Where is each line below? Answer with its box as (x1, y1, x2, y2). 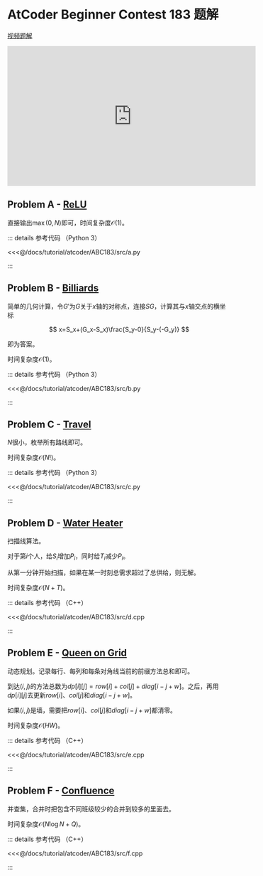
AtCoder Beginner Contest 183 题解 (7, 6, 219, 23)
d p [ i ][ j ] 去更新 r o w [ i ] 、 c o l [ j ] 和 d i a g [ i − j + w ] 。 (7, 690, 137, 699)
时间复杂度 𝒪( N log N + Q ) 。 (7, 819, 85, 828)
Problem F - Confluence (7, 785, 115, 797)
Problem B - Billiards (7, 282, 99, 294)
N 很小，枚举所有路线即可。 (7, 438, 87, 447)
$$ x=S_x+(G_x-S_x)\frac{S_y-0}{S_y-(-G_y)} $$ (48, 325, 190, 333)
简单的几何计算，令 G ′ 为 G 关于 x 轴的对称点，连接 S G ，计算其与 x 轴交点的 (7, 301, 214, 310)
